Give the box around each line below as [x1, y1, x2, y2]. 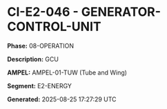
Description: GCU [7, 54, 59, 63]
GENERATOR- [81, 4, 161, 20]
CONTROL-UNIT [7, 19, 101, 34]
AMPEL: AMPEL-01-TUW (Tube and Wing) [7, 68, 128, 77]
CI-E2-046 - [7, 4, 79, 20]
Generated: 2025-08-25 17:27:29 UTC [7, 95, 117, 103]
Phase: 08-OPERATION [7, 41, 75, 50]
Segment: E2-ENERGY [7, 81, 72, 90]
